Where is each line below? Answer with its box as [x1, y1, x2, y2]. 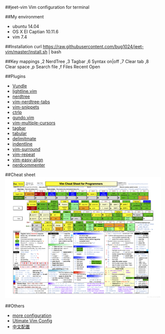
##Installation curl [5, 44, 42, 49]
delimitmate [12, 136, 37, 141]
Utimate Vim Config [12, 318, 53, 324]
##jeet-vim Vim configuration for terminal [5, 4, 90, 10]
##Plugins [5, 73, 26, 79]
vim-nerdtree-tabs [12, 99, 50, 105]
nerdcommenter [12, 162, 45, 168]
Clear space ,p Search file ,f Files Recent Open [5, 64, 100, 69]
